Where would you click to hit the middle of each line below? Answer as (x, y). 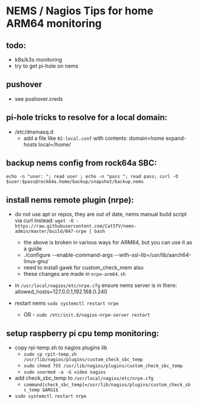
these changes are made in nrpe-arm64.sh (74, 274)
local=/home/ (55, 144)
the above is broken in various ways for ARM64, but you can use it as (108, 243)
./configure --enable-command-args (68, 255)
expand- (176, 138)
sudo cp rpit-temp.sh (50, 355)
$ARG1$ (50, 390)
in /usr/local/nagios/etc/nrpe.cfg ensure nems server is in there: (96, 285)
